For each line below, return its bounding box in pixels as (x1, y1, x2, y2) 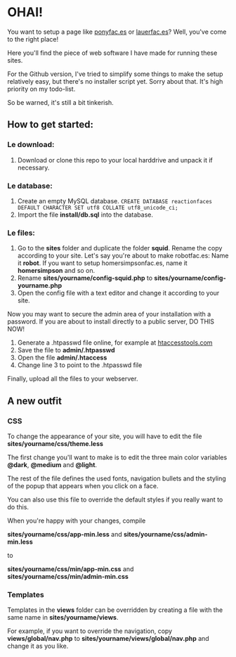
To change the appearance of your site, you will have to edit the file (7, 432, 202, 440)
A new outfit (7, 395, 62, 407)
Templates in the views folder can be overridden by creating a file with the (7, 606, 223, 614)
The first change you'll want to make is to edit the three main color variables (7, 453, 228, 461)
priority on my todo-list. (7, 84, 76, 93)
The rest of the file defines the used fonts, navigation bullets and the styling (7, 474, 226, 483)
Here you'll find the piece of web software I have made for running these (7, 49, 218, 57)
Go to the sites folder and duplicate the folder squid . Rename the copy (17, 244, 223, 253)
